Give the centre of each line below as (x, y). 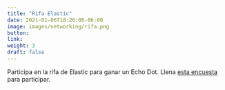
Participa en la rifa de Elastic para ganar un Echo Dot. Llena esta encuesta (112, 72)
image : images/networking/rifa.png (58, 26)
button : (18, 33)
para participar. (29, 79)
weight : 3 (21, 46)
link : (15, 39)
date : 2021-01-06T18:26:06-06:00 (55, 20)
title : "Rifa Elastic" (40, 13)
